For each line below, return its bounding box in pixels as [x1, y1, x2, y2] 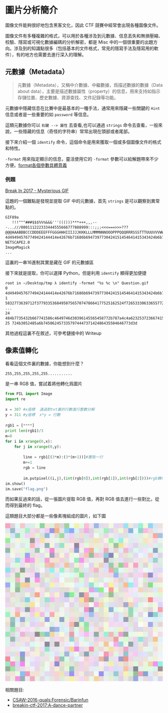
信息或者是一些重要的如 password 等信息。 [5, 111, 91, 117]
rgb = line [23, 465, 46, 470]
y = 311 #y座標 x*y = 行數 [5, 412, 61, 418]
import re [5, 397, 26, 402]
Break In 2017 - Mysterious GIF [5, 188, 69, 194]
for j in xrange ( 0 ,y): [14, 444, 61, 449]
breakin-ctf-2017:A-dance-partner [12, 702, 83, 708]
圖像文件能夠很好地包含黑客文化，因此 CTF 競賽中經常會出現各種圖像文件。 [5, 22, 161, 28]
